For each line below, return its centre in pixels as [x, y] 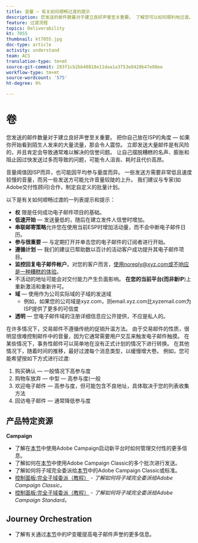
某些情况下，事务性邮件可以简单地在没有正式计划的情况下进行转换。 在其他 [98, 343]
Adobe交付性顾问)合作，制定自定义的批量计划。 [65, 187]
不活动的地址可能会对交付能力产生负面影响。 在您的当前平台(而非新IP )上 [103, 279]
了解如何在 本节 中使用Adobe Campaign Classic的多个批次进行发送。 [98, 463]
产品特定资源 [30, 421]
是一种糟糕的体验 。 [38, 271]
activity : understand [33, 50]
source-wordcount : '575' [37, 78]
